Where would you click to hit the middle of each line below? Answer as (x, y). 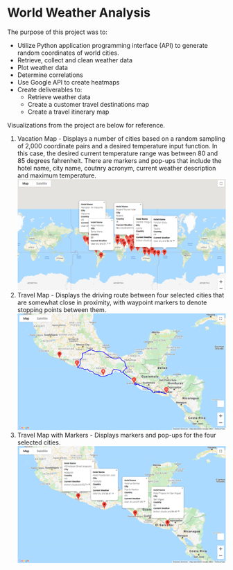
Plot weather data (42, 67)
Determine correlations (50, 75)
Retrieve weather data (59, 97)
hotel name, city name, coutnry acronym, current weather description (116, 168)
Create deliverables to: (50, 89)
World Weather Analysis (79, 13)
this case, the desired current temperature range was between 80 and (118, 153)
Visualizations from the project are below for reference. (86, 125)
